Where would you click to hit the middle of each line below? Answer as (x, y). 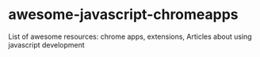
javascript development (46, 44)
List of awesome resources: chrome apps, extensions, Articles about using (130, 36)
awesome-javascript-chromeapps (124, 15)
